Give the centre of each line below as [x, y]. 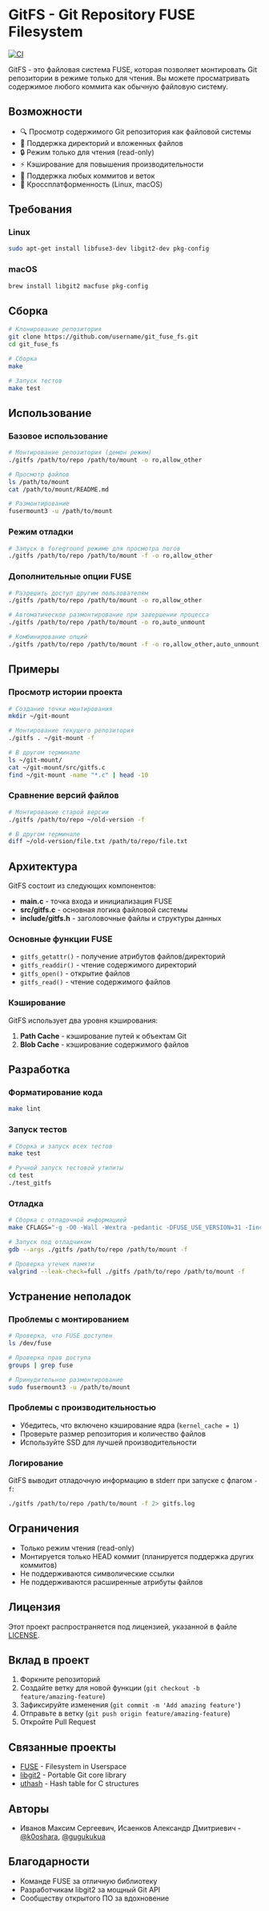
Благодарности [49, 1862]
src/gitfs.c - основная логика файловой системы [104, 910]
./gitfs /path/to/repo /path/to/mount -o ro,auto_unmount [107, 623]
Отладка [26, 1203]
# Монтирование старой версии [59, 812]
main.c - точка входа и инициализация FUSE [96, 901]
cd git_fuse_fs [34, 345]
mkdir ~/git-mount [39, 716]
